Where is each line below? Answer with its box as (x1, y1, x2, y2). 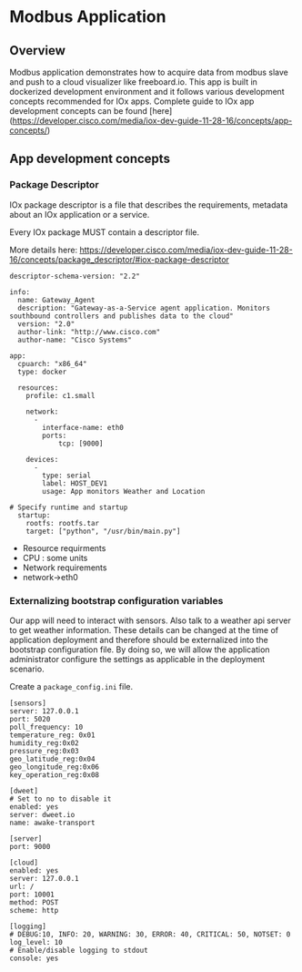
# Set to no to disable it (9, 794, 112, 803)
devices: (25, 455, 59, 464)
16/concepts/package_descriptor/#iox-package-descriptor (9, 253, 230, 265)
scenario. (9, 663, 45, 674)
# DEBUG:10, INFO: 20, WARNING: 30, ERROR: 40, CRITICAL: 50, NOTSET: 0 (9, 929, 291, 939)
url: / (9, 882, 35, 891)
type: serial (42, 471, 92, 480)
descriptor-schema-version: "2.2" (9, 271, 141, 281)
